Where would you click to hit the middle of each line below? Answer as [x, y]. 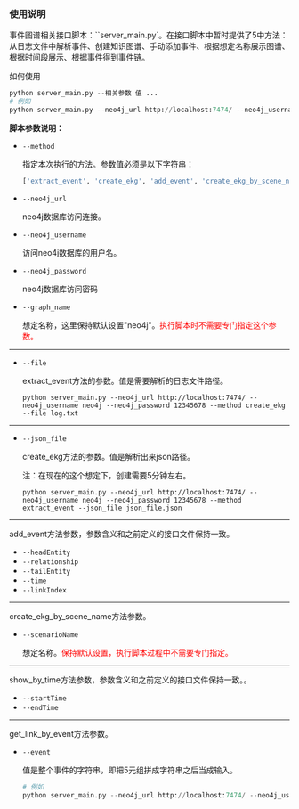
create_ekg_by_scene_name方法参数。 [80, 616]
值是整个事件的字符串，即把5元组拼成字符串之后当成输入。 [130, 770]
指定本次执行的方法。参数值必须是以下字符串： [108, 164]
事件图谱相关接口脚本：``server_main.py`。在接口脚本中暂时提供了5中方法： [149, 35]
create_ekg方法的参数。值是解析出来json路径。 [109, 456]
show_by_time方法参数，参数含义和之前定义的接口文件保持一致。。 [130, 680]
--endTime [40, 707]
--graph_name [46, 307]
